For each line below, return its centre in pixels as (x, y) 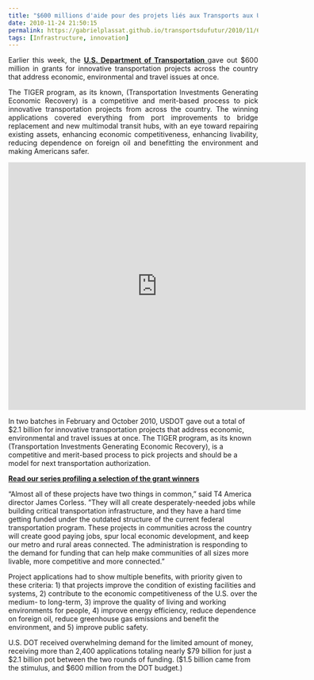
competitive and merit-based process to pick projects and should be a (123, 455)
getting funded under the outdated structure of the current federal (116, 519)
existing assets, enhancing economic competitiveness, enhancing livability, (133, 135)
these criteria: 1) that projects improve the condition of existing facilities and (132, 585)
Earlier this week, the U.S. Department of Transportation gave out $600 (133, 60)
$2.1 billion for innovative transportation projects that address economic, (126, 430)
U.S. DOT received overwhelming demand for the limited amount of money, (131, 643)
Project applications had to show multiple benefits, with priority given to (126, 577)
